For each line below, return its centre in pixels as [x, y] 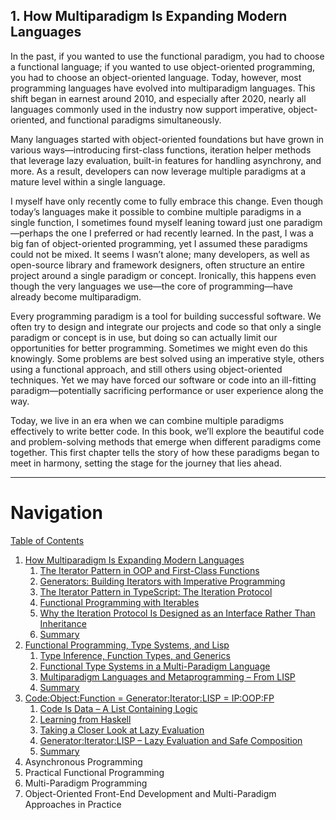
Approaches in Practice [73, 804]
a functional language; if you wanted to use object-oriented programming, [163, 66]
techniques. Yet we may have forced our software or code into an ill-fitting [163, 380]
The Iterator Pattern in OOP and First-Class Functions [149, 570]
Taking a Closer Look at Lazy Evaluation [122, 730]
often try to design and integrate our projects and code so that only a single [166, 326]
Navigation [56, 513]
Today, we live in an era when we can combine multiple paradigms [147, 420]
